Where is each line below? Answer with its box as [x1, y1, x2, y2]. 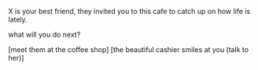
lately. [8, 15, 28, 24]
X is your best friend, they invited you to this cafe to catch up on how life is [8, 7, 251, 16]
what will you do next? [8, 30, 81, 39]
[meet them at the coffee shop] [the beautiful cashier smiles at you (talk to [8, 45, 249, 54]
